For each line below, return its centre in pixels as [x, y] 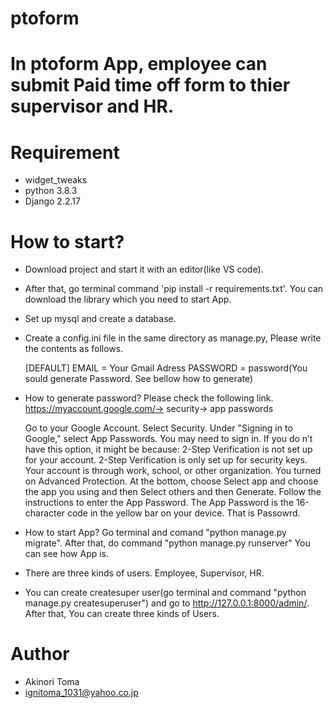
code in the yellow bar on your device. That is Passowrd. [183, 513]
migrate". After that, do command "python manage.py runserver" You [167, 543]
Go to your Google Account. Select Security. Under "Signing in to [158, 428]
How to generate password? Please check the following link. [149, 398]
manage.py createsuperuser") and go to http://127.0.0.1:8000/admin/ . [167, 603]
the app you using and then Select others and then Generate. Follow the [173, 492]
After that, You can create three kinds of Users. [122, 614]
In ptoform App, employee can [139, 64]
